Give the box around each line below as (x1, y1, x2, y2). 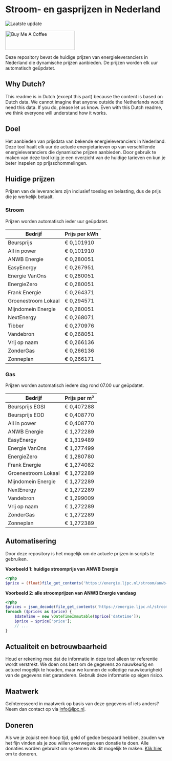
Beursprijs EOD (8, 411, 45, 418)
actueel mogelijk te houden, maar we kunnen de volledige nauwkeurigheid (5, 667, 162, 673)
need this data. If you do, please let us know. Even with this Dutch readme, (5, 104, 163, 111)
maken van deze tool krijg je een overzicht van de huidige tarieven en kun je (5, 155, 166, 161)
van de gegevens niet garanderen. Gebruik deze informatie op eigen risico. (5, 672, 164, 679)
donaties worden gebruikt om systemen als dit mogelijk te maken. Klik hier (5, 746, 162, 752)
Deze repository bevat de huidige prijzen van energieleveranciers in (5, 54, 148, 60)
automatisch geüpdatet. (5, 65, 55, 71)
